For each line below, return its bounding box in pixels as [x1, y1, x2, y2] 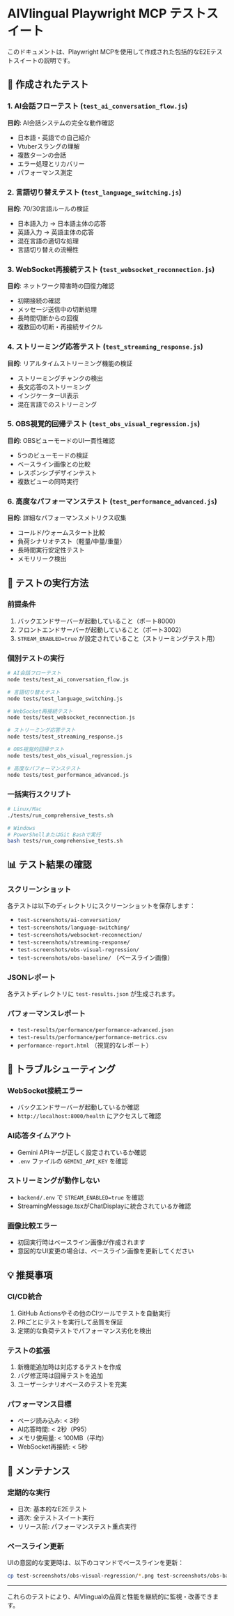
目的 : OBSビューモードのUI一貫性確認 [7, 436, 115, 444]
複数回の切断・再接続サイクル [17, 323, 103, 331]
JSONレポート [7, 972, 56, 982]
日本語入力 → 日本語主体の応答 [17, 219, 107, 227]
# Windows [7, 824, 36, 831]
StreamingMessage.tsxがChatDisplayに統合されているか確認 [17, 1202, 192, 1210]
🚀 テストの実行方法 [7, 577, 89, 589]
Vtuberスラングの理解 [17, 142, 80, 150]
